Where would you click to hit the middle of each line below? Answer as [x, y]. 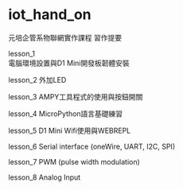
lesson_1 [22, 53]
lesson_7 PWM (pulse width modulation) [74, 161]
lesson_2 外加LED [37, 79]
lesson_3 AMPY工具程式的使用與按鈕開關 [76, 96]
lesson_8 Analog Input [45, 177]
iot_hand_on [50, 15]
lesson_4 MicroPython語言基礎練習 [66, 114]
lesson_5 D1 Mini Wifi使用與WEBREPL [70, 130]
